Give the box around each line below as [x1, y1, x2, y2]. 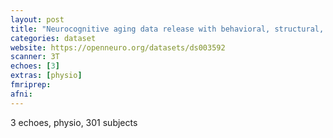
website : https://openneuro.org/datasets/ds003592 [10, 42, 226, 53]
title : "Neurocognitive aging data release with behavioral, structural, [10, 24, 325, 34]
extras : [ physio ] [10, 71, 83, 81]
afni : [10, 89, 33, 99]
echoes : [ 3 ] [10, 61, 60, 71]
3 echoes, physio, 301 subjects [10, 116, 138, 128]
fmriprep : [10, 80, 52, 90]
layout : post [10, 14, 65, 25]
